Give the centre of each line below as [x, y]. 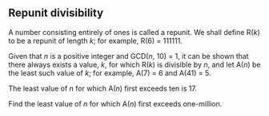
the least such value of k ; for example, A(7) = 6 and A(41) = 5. [110, 73]
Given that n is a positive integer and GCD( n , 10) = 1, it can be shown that [129, 56]
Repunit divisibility [56, 13]
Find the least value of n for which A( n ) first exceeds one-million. [115, 103]
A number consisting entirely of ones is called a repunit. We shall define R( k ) [134, 32]
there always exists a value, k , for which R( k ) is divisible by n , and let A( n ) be [134, 64]
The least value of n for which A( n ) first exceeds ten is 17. [103, 88]
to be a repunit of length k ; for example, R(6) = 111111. [95, 41]
